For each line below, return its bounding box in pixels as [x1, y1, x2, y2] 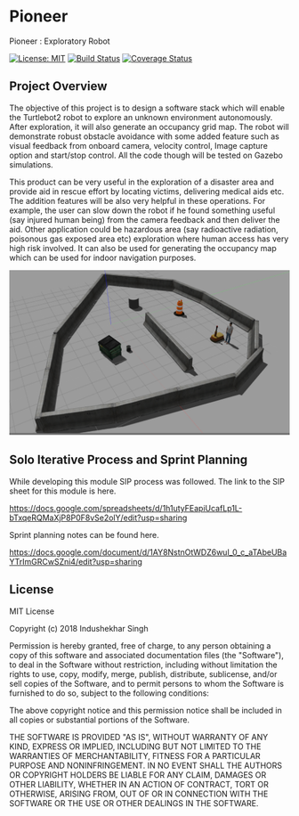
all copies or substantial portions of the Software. [9, 714, 190, 725]
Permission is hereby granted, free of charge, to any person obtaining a [9, 640, 271, 651]
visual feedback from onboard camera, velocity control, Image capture [9, 140, 269, 151]
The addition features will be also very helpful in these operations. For [9, 195, 265, 206]
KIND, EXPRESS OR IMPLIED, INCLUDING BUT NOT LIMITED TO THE [9, 741, 262, 752]
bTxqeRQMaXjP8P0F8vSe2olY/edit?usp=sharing [9, 512, 188, 523]
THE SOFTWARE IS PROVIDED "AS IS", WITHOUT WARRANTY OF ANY [9, 731, 269, 742]
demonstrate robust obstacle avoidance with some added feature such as [9, 131, 280, 142]
